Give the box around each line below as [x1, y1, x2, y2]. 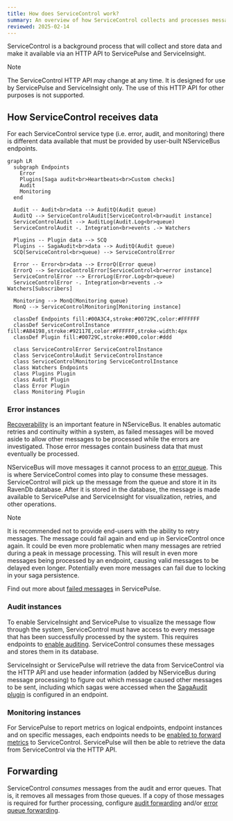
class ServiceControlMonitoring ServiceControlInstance [13, 358, 178, 365]
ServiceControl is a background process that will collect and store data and [7, 42, 222, 51]
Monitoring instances [7, 707, 81, 717]
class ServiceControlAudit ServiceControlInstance [13, 352, 163, 359]
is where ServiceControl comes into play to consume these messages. [7, 471, 209, 479]
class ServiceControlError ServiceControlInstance [13, 346, 163, 353]
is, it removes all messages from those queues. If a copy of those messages [7, 791, 225, 799]
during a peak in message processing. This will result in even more [7, 549, 198, 557]
